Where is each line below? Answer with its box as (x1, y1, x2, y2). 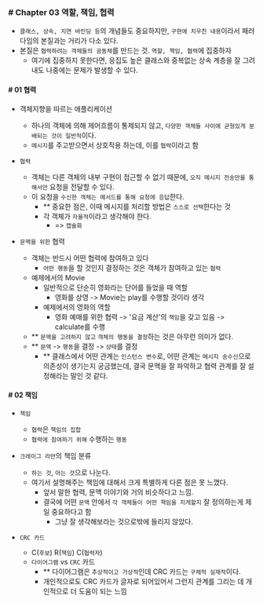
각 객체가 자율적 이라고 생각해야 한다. (42, 211, 152, 221)
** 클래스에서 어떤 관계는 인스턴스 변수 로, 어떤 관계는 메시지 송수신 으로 (42, 351, 251, 360)
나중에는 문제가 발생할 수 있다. (46, 65, 139, 75)
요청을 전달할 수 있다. (49, 182, 115, 192)
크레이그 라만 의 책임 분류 (19, 451, 92, 460)
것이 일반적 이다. (50, 130, 97, 140)
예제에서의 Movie (31, 272, 86, 282)
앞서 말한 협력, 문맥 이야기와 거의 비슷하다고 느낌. (42, 487, 194, 496)
